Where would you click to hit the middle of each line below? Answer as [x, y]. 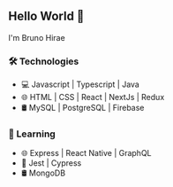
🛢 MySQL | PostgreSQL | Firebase [83, 108]
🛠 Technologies [44, 61]
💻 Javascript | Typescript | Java [80, 84]
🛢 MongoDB [43, 173]
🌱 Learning [32, 134]
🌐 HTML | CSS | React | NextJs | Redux [93, 97]
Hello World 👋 [46, 16]
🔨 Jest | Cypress [51, 163]
